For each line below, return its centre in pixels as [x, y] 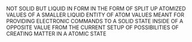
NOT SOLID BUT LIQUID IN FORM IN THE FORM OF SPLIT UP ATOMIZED [96, 9]
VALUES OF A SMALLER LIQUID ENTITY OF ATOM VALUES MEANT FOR [95, 15]
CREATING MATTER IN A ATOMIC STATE [56, 34]
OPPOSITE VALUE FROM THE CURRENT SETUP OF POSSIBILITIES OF [93, 27]
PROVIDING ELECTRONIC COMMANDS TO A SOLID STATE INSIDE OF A [95, 21]
